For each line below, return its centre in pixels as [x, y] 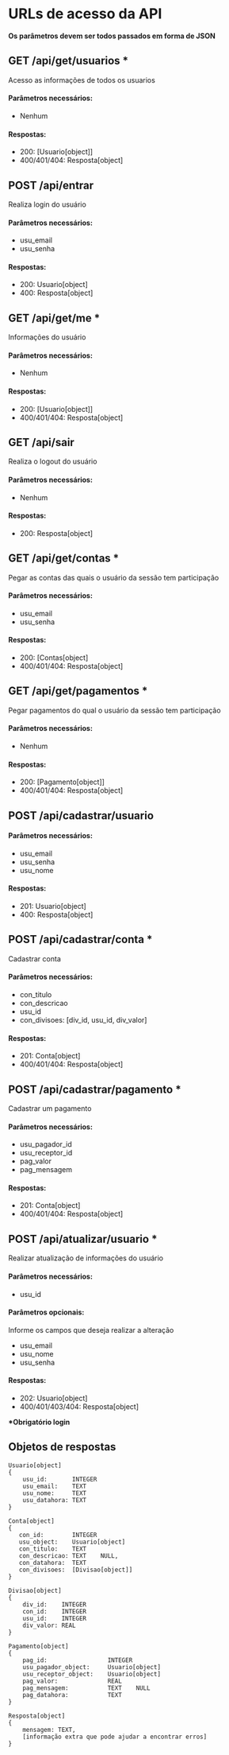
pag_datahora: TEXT [73, 1695]
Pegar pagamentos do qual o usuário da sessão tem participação [114, 710]
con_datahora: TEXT [53, 1563]
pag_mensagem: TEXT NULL [86, 1688]
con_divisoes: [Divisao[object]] [76, 1570]
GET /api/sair [42, 442]
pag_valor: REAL [73, 1681]
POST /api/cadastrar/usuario [81, 815]
